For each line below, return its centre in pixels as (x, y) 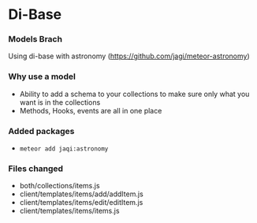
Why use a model (42, 76)
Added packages (41, 131)
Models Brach (35, 39)
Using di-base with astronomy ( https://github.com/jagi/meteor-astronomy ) (129, 56)
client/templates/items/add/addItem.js (81, 194)
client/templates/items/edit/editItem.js (81, 203)
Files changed (36, 169)
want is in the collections (60, 102)
